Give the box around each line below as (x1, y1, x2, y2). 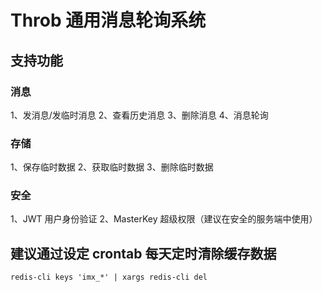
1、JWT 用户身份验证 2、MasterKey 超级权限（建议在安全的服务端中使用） (10, 213, 318, 225)
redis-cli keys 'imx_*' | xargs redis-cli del (10, 272, 208, 283)
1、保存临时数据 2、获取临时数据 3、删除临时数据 (10, 161, 214, 173)
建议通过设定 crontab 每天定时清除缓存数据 (10, 245, 277, 262)
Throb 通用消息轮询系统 (10, 9, 207, 32)
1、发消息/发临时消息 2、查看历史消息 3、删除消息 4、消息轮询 (10, 109, 269, 121)
